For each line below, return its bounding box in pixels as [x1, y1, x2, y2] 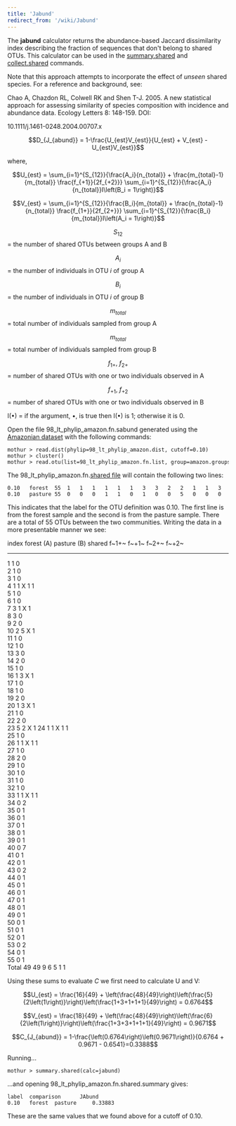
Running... [7, 1054, 37, 1063]
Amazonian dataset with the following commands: [7, 433, 152, 441]
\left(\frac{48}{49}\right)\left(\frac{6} [105, 1011, 213, 1020]
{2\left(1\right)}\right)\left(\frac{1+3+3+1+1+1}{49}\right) [20, 1019, 182, 1027]
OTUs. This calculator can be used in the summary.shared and [7, 51, 188, 60]
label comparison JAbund [7, 1094, 99, 1101]
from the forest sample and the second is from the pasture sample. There [7, 511, 220, 519]
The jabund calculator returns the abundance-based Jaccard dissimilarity [7, 36, 221, 44]
